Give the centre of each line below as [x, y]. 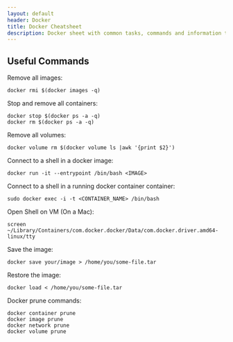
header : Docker [29, 20]
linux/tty [21, 237]
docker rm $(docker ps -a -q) [51, 122]
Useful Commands [48, 61]
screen [17, 225]
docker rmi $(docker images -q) [54, 91]
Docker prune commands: [44, 301]
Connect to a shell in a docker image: [60, 161]
